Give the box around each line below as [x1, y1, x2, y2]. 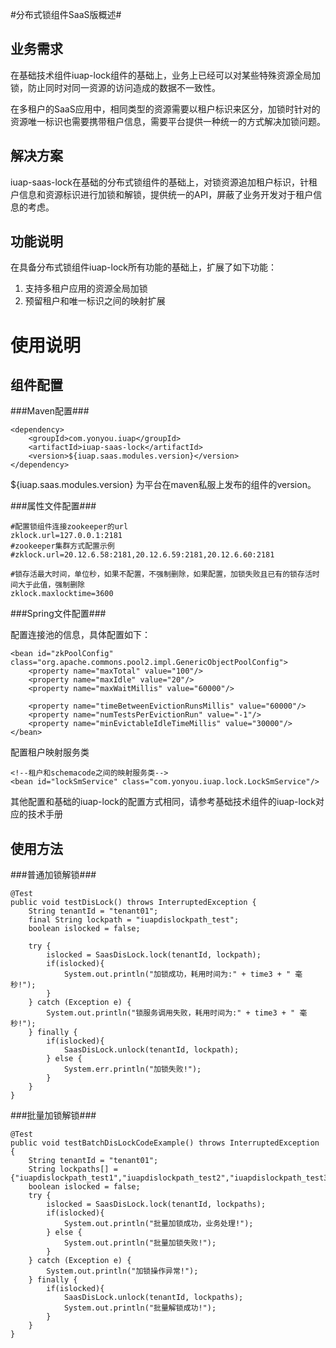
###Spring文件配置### [10, 608, 107, 620]
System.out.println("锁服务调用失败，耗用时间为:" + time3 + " [46, 1008, 296, 1018]
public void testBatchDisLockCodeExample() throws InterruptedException [10, 1138, 320, 1148]
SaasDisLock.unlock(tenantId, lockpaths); [63, 1293, 244, 1303]
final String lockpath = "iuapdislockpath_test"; [28, 915, 240, 925]
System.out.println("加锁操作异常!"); [46, 1266, 199, 1277]
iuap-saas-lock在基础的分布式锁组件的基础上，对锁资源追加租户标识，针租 [10, 176, 318, 188]
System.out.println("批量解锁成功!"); [63, 1303, 217, 1313]
